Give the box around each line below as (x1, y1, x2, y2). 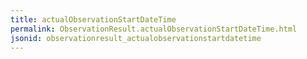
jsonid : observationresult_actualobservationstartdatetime (10, 33, 262, 43)
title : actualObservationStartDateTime (10, 14, 177, 25)
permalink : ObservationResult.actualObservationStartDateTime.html (10, 24, 298, 34)
